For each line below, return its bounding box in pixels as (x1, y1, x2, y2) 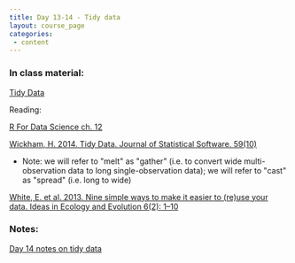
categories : (9, 29, 53, 38)
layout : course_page (9, 21, 86, 30)
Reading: (9, 104, 42, 115)
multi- (243, 156, 266, 166)
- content (12, 37, 50, 47)
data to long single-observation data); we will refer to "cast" (67, 165, 287, 175)
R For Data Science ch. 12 (9, 121, 104, 132)
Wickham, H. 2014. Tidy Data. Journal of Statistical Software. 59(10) (9, 138, 257, 149)
